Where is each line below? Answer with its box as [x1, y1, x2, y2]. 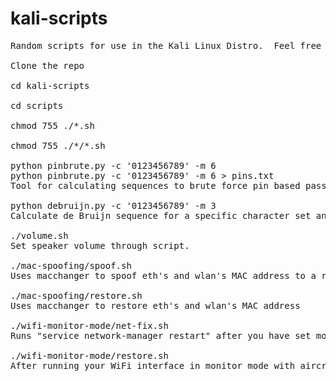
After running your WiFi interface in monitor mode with [10, 360, 296, 371]
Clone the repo [10, 60, 85, 71]
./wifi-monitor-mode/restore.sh [10, 350, 169, 361]
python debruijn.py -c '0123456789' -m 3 [10, 200, 217, 211]
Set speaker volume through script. [10, 240, 190, 251]
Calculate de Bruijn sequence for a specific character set [10, 210, 312, 221]
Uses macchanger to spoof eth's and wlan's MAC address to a [10, 270, 317, 281]
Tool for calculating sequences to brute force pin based [10, 180, 301, 191]
